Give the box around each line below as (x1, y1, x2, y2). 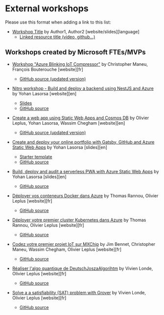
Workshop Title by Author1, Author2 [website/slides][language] (12, 28, 140, 34)
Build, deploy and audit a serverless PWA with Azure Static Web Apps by (12, 168, 159, 174)
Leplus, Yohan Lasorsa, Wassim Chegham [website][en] (12, 120, 125, 126)
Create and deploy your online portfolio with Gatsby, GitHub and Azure (12, 139, 155, 145)
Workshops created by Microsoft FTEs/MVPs (5, 48, 146, 56)
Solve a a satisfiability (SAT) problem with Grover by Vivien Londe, (12, 289, 146, 295)
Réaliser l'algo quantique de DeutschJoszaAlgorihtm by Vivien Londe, (12, 265, 153, 271)
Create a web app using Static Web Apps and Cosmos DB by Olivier (12, 115, 149, 121)
